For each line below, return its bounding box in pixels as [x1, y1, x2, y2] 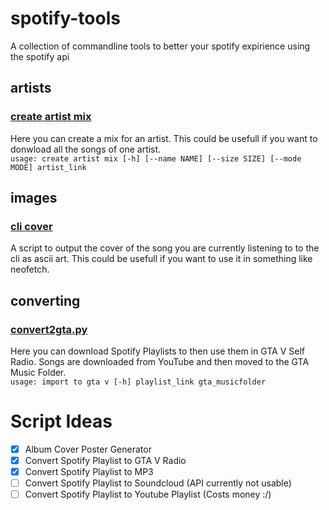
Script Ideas [10, 410, 113, 433]
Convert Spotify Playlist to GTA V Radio [24, 455, 187, 466]
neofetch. [10, 263, 50, 276]
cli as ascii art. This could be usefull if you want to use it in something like [10, 253, 313, 265]
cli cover [10, 219, 53, 233]
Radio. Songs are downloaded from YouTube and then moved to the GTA [10, 356, 310, 367]
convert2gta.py [10, 322, 88, 336]
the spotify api [10, 50, 70, 62]
